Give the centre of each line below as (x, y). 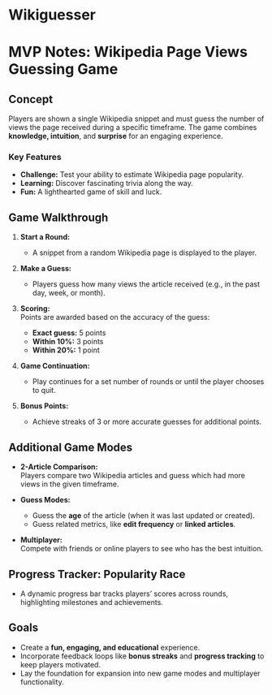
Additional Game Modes (71, 447)
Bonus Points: (44, 406)
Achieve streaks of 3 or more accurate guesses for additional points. (147, 422)
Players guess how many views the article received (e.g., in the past (146, 284)
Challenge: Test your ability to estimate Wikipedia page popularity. (132, 175)
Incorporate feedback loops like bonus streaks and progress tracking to (142, 656)
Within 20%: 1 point (66, 350)
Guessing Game (63, 69)
